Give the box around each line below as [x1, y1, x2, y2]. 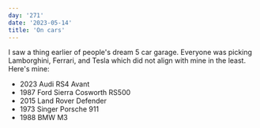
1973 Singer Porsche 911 [19, 104, 100, 114]
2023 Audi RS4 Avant [19, 79, 90, 89]
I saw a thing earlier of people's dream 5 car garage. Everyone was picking [8, 48, 253, 57]
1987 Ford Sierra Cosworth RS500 [19, 88, 131, 97]
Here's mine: [8, 64, 50, 74]
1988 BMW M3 [19, 113, 69, 123]
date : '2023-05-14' [8, 19, 73, 27]
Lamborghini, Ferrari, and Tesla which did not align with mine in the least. [8, 56, 247, 65]
